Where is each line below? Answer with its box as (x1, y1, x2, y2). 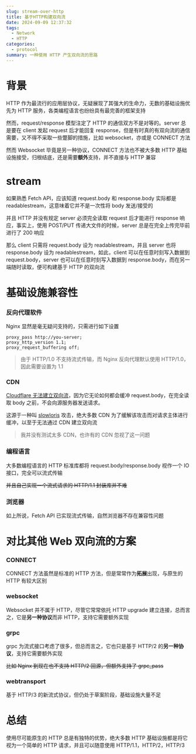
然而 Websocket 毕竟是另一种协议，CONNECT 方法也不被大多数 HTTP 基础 (6, 146, 187, 153)
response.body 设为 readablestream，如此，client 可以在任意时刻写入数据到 (6, 249, 190, 256)
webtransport (6, 677, 46, 685)
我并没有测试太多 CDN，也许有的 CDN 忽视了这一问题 (20, 431, 150, 439)
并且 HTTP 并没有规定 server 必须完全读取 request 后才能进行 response (6, 214, 178, 221)
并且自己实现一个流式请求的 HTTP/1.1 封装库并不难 (6, 481, 128, 488)
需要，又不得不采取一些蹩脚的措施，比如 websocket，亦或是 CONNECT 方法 (6, 134, 191, 141)
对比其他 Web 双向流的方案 (6, 535, 136, 548)
